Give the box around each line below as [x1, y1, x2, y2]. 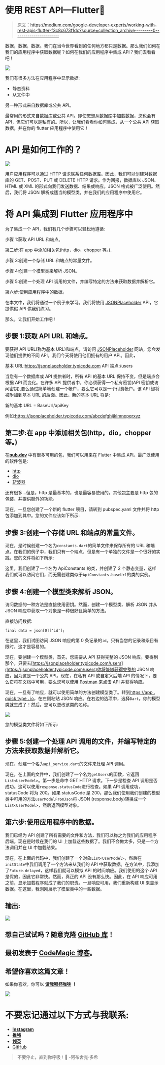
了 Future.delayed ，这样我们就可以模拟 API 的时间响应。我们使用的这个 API [5, 867, 157, 873]
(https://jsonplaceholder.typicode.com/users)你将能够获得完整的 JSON [5, 666, 149, 673]
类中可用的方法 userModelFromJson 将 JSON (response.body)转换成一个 [5, 796, 147, 802]
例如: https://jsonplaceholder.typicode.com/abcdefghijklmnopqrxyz [5, 413, 141, 418]
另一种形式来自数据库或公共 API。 [5, 102, 74, 108]
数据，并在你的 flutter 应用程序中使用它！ [5, 125, 89, 131]
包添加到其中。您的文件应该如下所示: [5, 512, 80, 518]
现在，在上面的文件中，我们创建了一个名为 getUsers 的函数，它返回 [5, 771, 139, 777]
